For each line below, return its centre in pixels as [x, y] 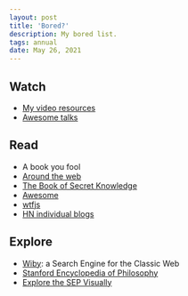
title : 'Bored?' [39, 26]
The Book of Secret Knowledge [80, 185]
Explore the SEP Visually [67, 282]
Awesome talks [50, 117]
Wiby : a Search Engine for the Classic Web [101, 263]
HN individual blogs [58, 213]
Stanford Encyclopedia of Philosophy [90, 273]
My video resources [59, 108]
